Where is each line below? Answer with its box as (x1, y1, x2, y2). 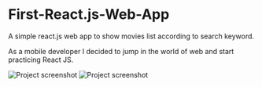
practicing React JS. (8, 55, 74, 64)
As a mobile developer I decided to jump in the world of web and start (8, 46, 234, 56)
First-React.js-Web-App (8, 5, 170, 24)
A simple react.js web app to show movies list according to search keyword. (8, 31, 254, 41)
